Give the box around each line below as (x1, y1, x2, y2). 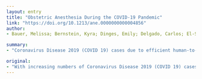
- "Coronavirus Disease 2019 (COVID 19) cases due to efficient (6, 47, 171, 54)
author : (6, 25, 26, 32)
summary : (6, 42, 28, 48)
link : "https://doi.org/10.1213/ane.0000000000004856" (6, 20, 147, 26)
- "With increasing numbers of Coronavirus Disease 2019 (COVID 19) (6, 63, 182, 69)
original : (6, 58, 31, 64)
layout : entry (6, 8, 42, 15)
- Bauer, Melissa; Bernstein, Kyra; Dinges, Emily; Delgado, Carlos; (6, 31, 185, 37)
